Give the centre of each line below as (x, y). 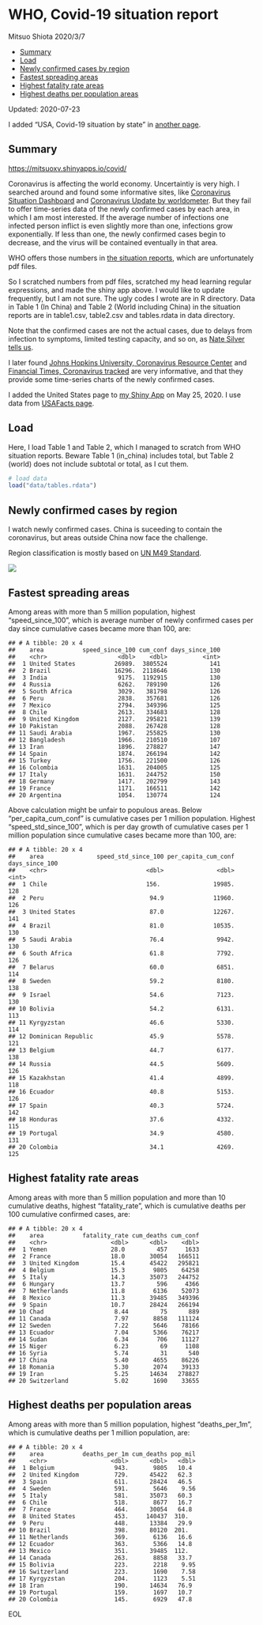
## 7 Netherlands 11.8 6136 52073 (104, 1291)
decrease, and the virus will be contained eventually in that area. (113, 242)
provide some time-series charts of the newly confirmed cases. (111, 379)
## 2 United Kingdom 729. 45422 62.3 (100, 1475)
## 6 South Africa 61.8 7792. (122, 953)
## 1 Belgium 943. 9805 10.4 (100, 1468)
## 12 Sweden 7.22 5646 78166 (104, 1325)
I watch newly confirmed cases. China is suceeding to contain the (115, 529)
